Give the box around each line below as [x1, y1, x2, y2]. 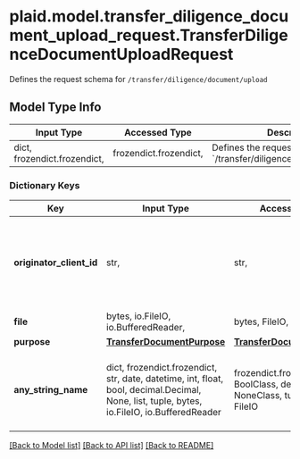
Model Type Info [9, 100, 102, 115]
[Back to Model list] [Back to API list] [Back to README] [9, 440, 214, 451]
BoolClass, [233, 378, 279, 390]
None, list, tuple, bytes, [105, 395, 203, 407]
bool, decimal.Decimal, [105, 384, 202, 396]
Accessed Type [123, 126, 192, 138]
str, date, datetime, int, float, [105, 372, 224, 385]
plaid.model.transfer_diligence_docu [9, 6, 289, 27]
